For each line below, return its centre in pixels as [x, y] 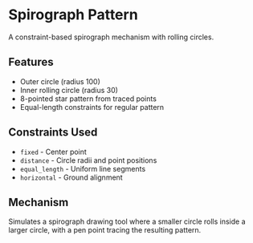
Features [31, 62]
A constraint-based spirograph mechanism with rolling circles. [111, 37]
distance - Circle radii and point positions [88, 160]
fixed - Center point [53, 152]
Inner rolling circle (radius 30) [69, 90]
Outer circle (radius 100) [60, 81]
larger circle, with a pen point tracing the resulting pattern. [105, 230]
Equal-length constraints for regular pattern [92, 107]
